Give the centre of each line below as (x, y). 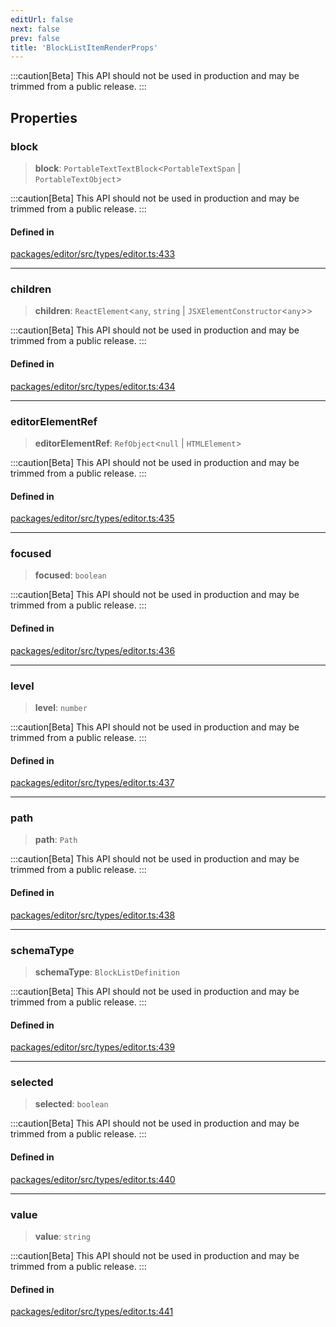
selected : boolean (71, 1104)
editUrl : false (42, 19)
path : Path (56, 840)
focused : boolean (70, 575)
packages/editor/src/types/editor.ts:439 (93, 1047)
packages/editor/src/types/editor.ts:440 (93, 1179)
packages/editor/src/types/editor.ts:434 (93, 386)
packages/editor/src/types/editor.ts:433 (93, 254)
